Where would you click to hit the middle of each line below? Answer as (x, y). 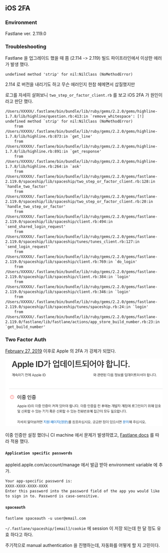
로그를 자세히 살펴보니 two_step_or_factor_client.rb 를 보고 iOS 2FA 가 (77, 95)
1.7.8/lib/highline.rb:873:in (37, 136)
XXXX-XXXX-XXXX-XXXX (27, 486)
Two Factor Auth (26, 339)
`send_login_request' (28, 247)
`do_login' (126, 262)
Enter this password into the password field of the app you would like (82, 491)
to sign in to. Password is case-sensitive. (52, 496)
